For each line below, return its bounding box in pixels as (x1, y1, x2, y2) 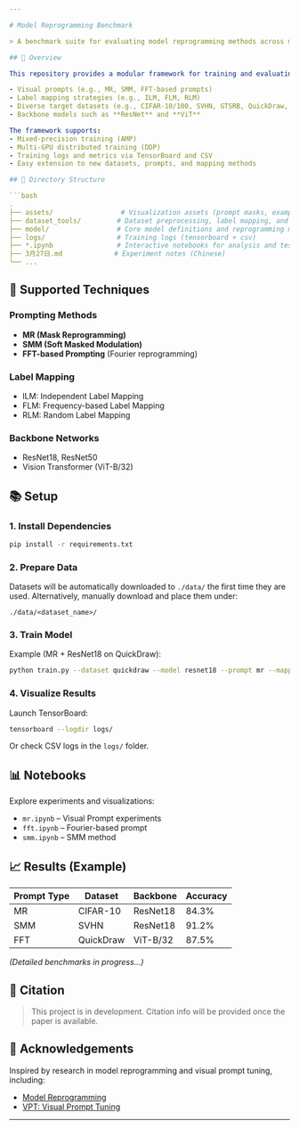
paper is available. (30, 1015, 99, 1026)
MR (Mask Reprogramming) (21, 329, 126, 340)
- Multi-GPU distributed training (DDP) (9, 143, 162, 151)
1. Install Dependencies (9, 520, 112, 532)
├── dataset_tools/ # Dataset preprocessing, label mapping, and (9, 216, 289, 225)
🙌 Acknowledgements (9, 1042, 134, 1057)
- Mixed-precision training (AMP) (9, 135, 138, 143)
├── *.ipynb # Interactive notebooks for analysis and (9, 241, 277, 250)
